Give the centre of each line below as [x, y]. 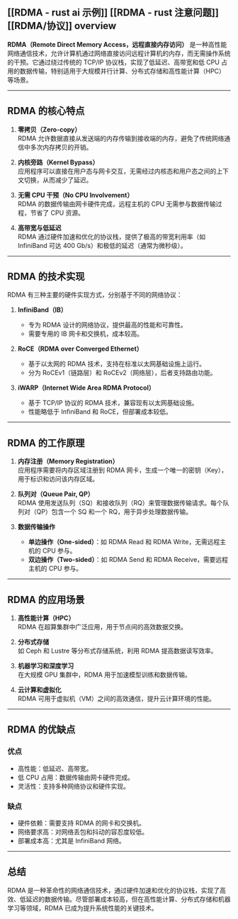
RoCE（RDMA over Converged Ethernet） [80, 349]
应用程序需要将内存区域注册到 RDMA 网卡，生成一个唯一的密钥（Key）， [123, 470]
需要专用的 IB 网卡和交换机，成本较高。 [86, 334]
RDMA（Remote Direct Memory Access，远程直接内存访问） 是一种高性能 [117, 44]
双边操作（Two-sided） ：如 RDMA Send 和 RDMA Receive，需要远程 [128, 560]
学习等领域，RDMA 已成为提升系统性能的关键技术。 [83, 908]
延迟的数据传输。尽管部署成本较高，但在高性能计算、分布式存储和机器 [128, 899]
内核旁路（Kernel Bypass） [58, 162]
